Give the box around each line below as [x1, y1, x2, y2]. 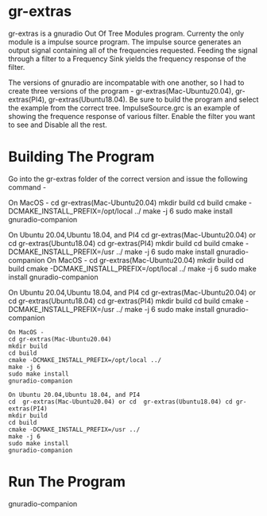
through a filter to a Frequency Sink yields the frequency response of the [8, 54, 246, 64]
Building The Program [8, 148, 155, 166]
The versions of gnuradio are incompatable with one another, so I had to [8, 78, 245, 87]
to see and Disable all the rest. [8, 120, 107, 129]
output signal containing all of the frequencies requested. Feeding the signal [8, 45, 258, 55]
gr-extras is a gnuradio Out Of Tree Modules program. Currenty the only [8, 29, 245, 38]
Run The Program [8, 473, 126, 491]
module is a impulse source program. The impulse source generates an [8, 37, 242, 46]
